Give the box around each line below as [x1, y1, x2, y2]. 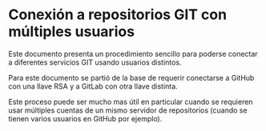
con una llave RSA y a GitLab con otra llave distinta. [8, 81, 178, 91]
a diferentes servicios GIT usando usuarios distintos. [8, 58, 182, 67]
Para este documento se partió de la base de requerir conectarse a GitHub [8, 73, 255, 82]
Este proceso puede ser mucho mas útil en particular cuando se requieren [8, 97, 253, 106]
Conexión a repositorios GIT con [8, 6, 227, 24]
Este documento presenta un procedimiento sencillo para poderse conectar [8, 49, 258, 58]
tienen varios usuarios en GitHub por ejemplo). [8, 113, 163, 123]
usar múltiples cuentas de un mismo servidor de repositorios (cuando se [8, 105, 248, 115]
